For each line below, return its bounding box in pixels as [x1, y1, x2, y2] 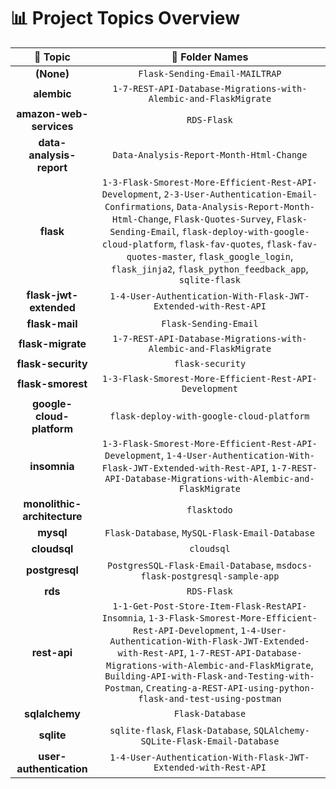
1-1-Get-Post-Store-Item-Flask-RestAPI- [112, 600, 308, 612]
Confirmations [104, 201, 172, 212]
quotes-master [126, 251, 194, 262]
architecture [22, 509, 83, 523]
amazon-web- [16, 106, 89, 120]
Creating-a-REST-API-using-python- [145, 682, 315, 694]
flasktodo [186, 504, 233, 515]
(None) [34, 66, 70, 80]
